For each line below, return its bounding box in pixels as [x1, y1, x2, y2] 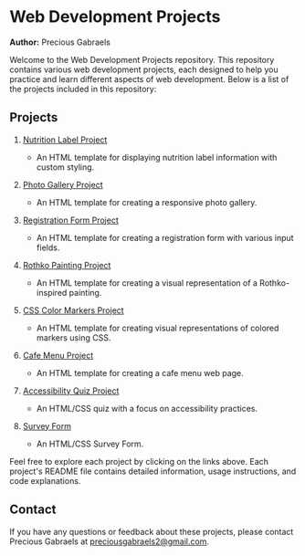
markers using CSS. [36, 331, 111, 343]
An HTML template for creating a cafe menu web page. [36, 367, 244, 378]
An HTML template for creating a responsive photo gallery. [36, 196, 258, 207]
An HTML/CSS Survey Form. [36, 438, 144, 449]
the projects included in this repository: [9, 83, 157, 94]
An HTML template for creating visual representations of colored [36, 322, 279, 333]
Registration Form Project [22, 215, 119, 226]
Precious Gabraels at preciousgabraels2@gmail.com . [9, 536, 210, 547]
